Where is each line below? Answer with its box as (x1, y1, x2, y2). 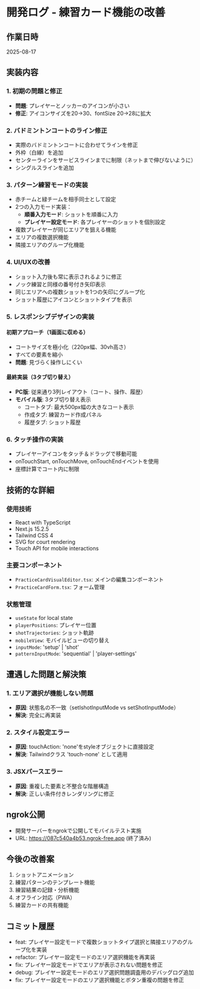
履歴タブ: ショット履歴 (24, 418, 81, 426)
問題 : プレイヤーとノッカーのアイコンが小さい (15, 102, 130, 109)
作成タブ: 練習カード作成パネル (24, 411, 102, 418)
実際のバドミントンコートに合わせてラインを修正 (15, 141, 139, 148)
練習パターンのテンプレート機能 (15, 879, 95, 886)
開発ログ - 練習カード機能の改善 (6, 5, 166, 19)
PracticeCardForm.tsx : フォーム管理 (15, 584, 105, 591)
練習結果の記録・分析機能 (15, 886, 80, 894)
